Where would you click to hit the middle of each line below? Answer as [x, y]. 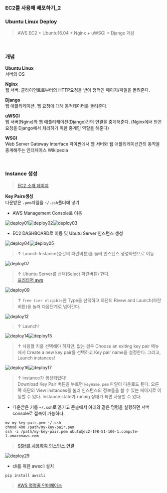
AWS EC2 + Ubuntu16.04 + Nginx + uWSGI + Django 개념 [76, 33]
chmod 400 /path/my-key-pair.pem [40, 427]
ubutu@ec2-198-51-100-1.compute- [104, 431]
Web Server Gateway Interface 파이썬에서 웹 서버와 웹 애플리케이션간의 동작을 [83, 144]
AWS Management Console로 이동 [47, 213]
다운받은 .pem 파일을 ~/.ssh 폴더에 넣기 [42, 202]
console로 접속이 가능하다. [38, 413]
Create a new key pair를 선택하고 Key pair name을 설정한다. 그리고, [94, 352]
